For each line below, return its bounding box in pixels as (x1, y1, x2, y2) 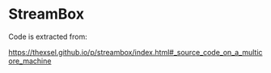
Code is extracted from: (8, 32, 87, 41)
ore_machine (8, 56, 52, 66)
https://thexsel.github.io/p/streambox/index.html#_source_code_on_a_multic (8, 47, 263, 57)
